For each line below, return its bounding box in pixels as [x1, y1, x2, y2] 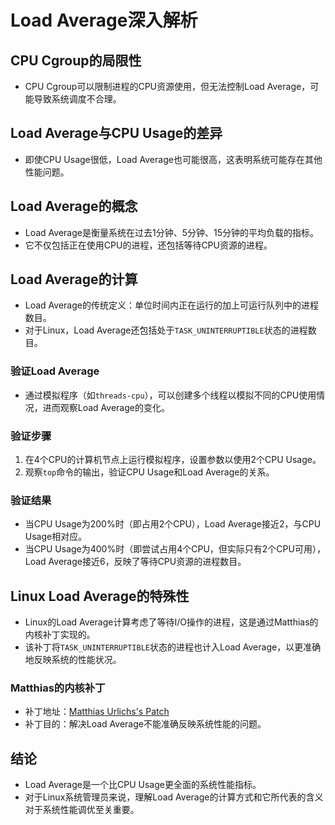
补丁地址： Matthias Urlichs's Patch [24, 706, 170, 718]
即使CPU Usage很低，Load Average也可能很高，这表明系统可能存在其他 [24, 153, 323, 165]
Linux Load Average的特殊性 [10, 587, 190, 605]
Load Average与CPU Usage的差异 [10, 125, 223, 142]
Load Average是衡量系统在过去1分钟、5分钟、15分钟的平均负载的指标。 [24, 226, 319, 238]
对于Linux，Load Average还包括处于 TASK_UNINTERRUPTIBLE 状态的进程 [24, 324, 308, 336]
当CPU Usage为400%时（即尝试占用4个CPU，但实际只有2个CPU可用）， [24, 543, 326, 555]
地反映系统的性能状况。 [24, 654, 122, 666]
